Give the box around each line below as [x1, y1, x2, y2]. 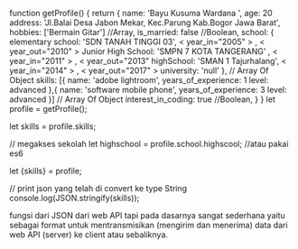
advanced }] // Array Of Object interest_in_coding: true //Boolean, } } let [9, 94, 275, 105]
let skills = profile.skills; [9, 121, 97, 132]
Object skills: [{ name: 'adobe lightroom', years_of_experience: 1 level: [9, 75, 269, 85]
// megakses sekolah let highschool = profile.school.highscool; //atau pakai [9, 139, 289, 149]
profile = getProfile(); [9, 104, 88, 114]
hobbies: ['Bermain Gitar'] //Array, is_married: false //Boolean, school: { [9, 27, 275, 37]
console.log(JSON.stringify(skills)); [9, 193, 140, 203]
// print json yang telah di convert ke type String [9, 183, 188, 193]
